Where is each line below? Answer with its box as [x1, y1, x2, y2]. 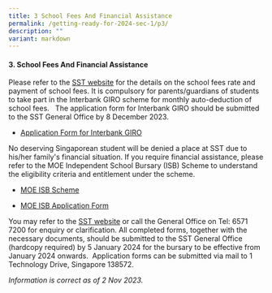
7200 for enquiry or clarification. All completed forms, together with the [8, 225, 248, 235]
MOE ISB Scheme [19, 185, 80, 195]
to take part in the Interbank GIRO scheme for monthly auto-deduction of [8, 95, 253, 105]
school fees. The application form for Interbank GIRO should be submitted [8, 103, 260, 114]
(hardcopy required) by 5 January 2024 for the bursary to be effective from [8, 243, 261, 252]
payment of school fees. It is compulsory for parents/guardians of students [8, 86, 260, 96]
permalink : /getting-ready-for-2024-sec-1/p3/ [8, 19, 169, 28]
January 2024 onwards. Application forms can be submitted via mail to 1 [8, 251, 253, 261]
